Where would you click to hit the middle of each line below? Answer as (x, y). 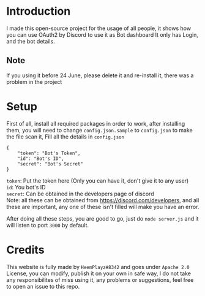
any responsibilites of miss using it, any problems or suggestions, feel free (100, 279)
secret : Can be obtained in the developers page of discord (80, 194)
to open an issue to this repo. (43, 286)
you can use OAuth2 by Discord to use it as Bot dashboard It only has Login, (102, 34)
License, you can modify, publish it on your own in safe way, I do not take (99, 273)
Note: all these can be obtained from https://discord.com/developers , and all (103, 200)
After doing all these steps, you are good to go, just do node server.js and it (102, 218)
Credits (25, 250)
